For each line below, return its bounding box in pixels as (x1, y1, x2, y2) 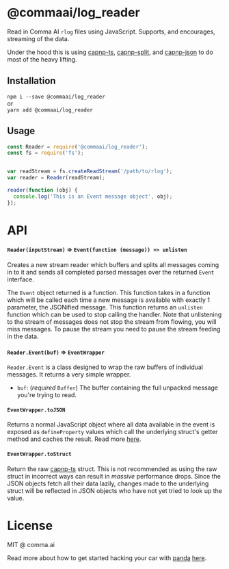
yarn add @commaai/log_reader (7, 106, 94, 114)
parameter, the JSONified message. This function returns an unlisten (7, 303, 203, 312)
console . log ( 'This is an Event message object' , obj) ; (13, 193, 173, 200)
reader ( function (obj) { (7, 187, 78, 194)
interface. (7, 275, 34, 283)
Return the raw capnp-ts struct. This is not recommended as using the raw (7, 464, 217, 473)
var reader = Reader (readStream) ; (7, 175, 106, 181)
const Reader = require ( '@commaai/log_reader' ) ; (7, 143, 148, 150)
